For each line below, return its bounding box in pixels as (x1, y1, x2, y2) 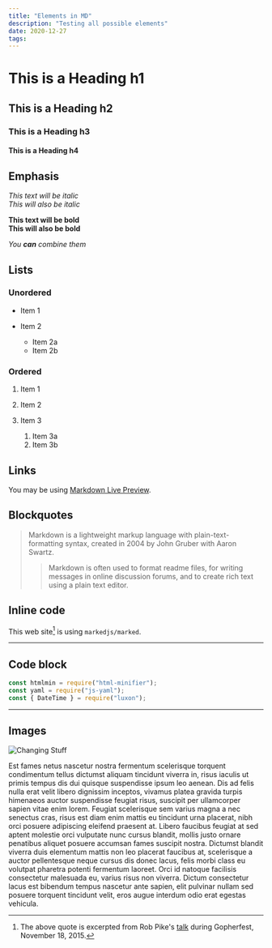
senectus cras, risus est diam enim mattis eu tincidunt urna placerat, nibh (8, 813, 253, 822)
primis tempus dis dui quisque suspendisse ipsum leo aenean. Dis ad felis (8, 779, 255, 788)
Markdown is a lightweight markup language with (28, 530, 193, 540)
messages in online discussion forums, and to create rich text (48, 571, 253, 581)
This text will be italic (8, 191, 79, 201)
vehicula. (8, 899, 39, 908)
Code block (8, 657, 67, 671)
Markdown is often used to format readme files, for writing (48, 562, 244, 572)
